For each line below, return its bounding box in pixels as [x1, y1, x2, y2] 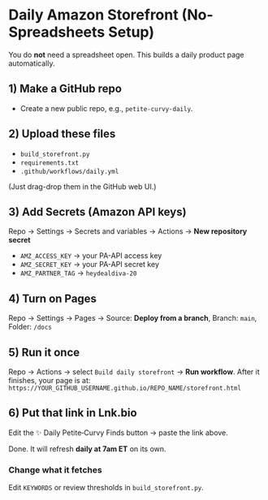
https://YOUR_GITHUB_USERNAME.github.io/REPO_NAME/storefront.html [8, 384, 242, 392]
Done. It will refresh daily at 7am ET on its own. [8, 444, 166, 454]
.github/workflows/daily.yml [19, 167, 119, 175]
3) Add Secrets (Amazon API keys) [8, 205, 187, 218]
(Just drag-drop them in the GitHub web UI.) [8, 181, 157, 192]
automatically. [8, 58, 55, 68]
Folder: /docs [8, 322, 53, 332]
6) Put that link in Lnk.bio [8, 406, 137, 420]
